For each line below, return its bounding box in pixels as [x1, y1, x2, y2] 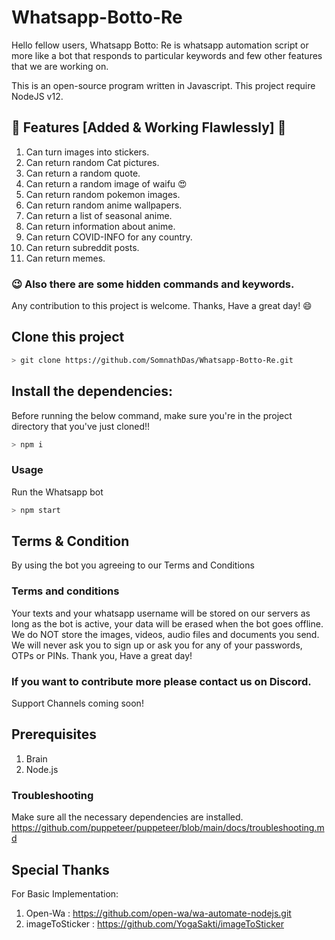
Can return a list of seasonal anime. [25, 209, 173, 221]
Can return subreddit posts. [25, 241, 140, 253]
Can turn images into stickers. [25, 146, 150, 158]
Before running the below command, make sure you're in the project [11, 409, 293, 421]
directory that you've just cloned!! [11, 420, 151, 432]
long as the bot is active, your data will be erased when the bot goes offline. [11, 617, 324, 630]
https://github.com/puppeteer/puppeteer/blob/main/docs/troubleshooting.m [11, 822, 325, 834]
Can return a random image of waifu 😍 [25, 177, 188, 190]
